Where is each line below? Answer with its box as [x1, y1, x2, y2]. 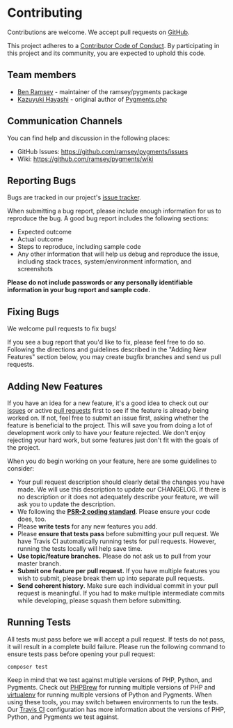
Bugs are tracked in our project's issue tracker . [7, 193, 141, 202]
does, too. [17, 515, 47, 523]
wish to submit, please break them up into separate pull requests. [17, 574, 205, 582]
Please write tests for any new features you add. [17, 522, 158, 531]
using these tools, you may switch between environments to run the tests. [7, 697, 219, 706]
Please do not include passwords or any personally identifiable [7, 278, 193, 287]
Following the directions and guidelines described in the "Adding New [7, 345, 207, 354]
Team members [7, 69, 77, 81]
